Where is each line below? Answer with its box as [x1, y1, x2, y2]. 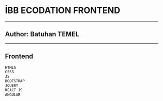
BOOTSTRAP [5, 79, 25, 84]
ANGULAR [5, 92, 21, 97]
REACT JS [5, 87, 23, 92]
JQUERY [5, 83, 18, 88]
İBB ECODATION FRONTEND [5, 5, 120, 16]
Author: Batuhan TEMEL [5, 30, 80, 38]
